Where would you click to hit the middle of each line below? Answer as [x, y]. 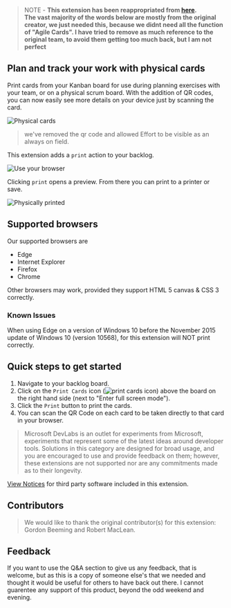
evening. [20, 598]
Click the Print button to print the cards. [75, 405]
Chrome [29, 276]
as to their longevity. [53, 470]
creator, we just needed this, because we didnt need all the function [123, 25]
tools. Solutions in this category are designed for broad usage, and [119, 448]
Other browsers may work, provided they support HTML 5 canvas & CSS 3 [113, 289]
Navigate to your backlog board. [63, 383]
